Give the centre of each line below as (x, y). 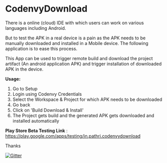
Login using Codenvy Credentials (47, 94)
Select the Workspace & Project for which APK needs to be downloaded (87, 99)
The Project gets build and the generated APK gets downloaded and (83, 115)
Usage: (13, 79)
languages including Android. (36, 28)
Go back (21, 104)
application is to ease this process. (41, 48)
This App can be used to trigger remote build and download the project (79, 58)
